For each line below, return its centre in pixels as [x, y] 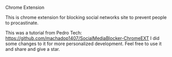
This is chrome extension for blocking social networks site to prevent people [86, 17]
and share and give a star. [33, 49]
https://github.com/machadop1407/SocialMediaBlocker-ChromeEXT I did [82, 38]
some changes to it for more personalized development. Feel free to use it [83, 44]
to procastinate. [22, 23]
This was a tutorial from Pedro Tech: [44, 33]
